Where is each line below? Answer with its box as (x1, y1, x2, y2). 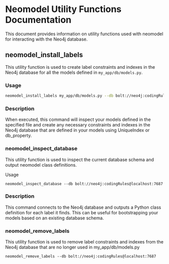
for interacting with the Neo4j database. (5, 36, 88, 42)
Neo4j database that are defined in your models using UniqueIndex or (5, 127, 150, 134)
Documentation (5, 14, 72, 26)
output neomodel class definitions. (5, 162, 77, 168)
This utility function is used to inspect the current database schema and (5, 157, 154, 163)
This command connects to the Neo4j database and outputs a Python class (5, 204, 161, 210)
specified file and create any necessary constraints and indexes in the (5, 122, 150, 128)
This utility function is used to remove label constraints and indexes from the (5, 239, 164, 245)
